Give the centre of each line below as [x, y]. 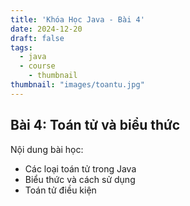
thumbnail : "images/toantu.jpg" [77, 85]
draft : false [37, 38]
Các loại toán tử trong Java [80, 168]
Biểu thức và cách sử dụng [80, 179]
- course [37, 66]
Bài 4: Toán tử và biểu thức [95, 125]
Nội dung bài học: [47, 149]
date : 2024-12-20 [46, 29]
